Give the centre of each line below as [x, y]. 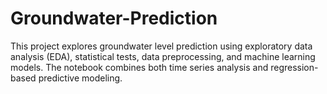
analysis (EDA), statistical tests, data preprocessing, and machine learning [163, 56]
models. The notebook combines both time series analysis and [139, 67]
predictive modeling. [80, 78]
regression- [294, 67]
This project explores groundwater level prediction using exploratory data [161, 46]
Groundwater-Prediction [114, 18]
